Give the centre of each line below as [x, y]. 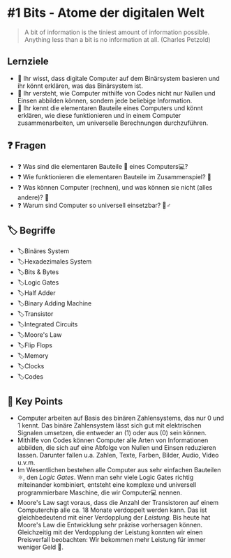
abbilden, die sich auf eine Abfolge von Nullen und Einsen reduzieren [117, 448]
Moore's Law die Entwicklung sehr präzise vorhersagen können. [110, 525]
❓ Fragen [27, 145]
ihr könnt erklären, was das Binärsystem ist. [80, 86]
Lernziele [28, 62]
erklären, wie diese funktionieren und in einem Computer [99, 115]
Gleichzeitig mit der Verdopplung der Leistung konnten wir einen [110, 532]
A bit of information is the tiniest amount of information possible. [117, 32]
